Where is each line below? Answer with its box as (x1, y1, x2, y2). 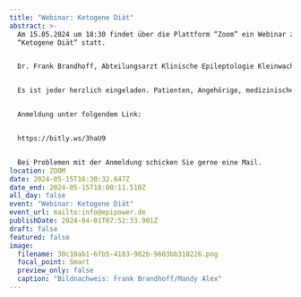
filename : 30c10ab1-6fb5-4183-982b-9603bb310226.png (17, 250, 219, 259)
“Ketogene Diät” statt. (17, 38, 106, 47)
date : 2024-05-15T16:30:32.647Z (9, 174, 130, 183)
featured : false (9, 233, 70, 242)
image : (9, 241, 34, 250)
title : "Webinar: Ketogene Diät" (9, 13, 134, 22)
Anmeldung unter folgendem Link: (17, 110, 142, 119)
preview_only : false (17, 266, 94, 276)
